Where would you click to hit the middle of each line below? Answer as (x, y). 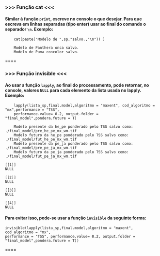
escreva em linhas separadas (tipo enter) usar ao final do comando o (76, 24)
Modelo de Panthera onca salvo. (46, 48)
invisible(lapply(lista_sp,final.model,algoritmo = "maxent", (69, 228)
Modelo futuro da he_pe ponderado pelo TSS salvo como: (72, 135)
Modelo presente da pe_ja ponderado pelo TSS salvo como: (73, 144)
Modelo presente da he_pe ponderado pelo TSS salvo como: (73, 127)
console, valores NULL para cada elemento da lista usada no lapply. (73, 90)
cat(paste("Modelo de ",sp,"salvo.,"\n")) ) (59, 39)
